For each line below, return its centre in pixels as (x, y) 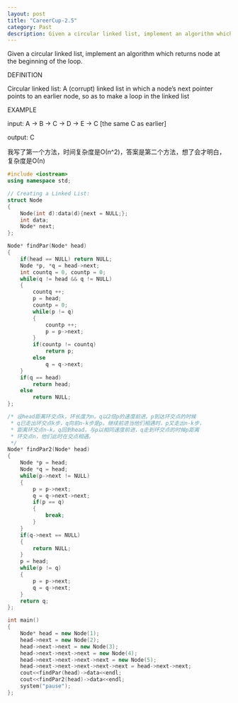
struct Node (25, 200)
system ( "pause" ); (46, 686)
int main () (23, 620)
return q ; (35, 601)
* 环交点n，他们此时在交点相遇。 (52, 436)
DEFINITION (25, 75)
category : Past (30, 27)
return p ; (59, 351)
